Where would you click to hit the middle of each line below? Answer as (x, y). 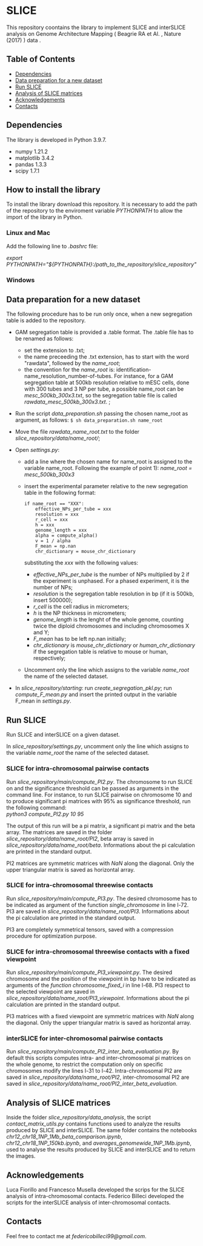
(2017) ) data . (24, 40)
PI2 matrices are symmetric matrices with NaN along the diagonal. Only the (100, 863)
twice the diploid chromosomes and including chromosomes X (111, 626)
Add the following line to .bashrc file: (52, 246)
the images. (21, 1156)
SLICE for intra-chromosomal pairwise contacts (78, 769)
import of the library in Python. (45, 217)
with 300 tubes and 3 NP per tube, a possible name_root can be (104, 389)
